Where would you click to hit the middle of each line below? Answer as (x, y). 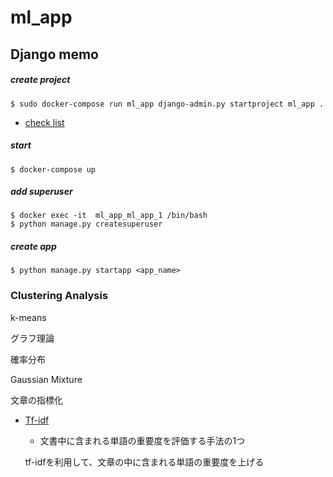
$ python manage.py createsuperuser (86, 224)
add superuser (41, 192)
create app (33, 247)
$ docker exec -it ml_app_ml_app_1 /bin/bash (109, 216)
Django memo (54, 54)
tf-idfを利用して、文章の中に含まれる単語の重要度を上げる (144, 462)
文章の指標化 (36, 400)
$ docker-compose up (53, 169)
